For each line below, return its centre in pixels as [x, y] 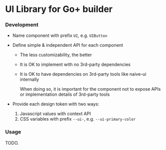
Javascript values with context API [55, 114]
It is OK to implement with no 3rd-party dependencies [75, 65]
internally [29, 79]
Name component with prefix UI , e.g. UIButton [60, 35]
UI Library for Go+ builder [59, 9]
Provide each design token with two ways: [56, 104]
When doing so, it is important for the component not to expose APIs [90, 89]
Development [22, 25]
